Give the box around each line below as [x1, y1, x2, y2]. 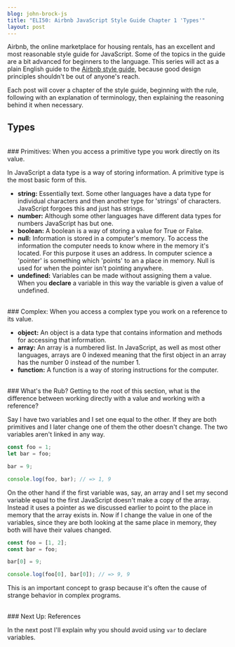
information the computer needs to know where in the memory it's [17, 241, 209, 250]
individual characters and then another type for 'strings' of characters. [17, 197, 222, 206]
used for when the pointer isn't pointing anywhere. [17, 264, 164, 272]
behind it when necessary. [7, 101, 84, 109]
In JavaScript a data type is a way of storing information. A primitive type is [7, 168, 224, 177]
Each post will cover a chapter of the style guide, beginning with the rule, [7, 86, 219, 95]
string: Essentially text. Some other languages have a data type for [17, 189, 212, 198]
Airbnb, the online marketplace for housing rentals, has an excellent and [7, 43, 215, 51]
